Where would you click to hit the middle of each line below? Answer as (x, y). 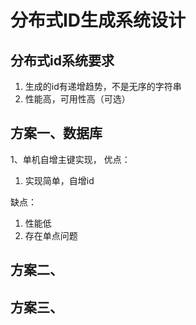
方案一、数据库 (56, 133)
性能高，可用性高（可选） (77, 99)
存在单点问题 (51, 235)
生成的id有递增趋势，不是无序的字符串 (103, 86)
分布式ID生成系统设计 (98, 20)
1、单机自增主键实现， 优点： (70, 159)
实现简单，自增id (59, 180)
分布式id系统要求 (62, 60)
